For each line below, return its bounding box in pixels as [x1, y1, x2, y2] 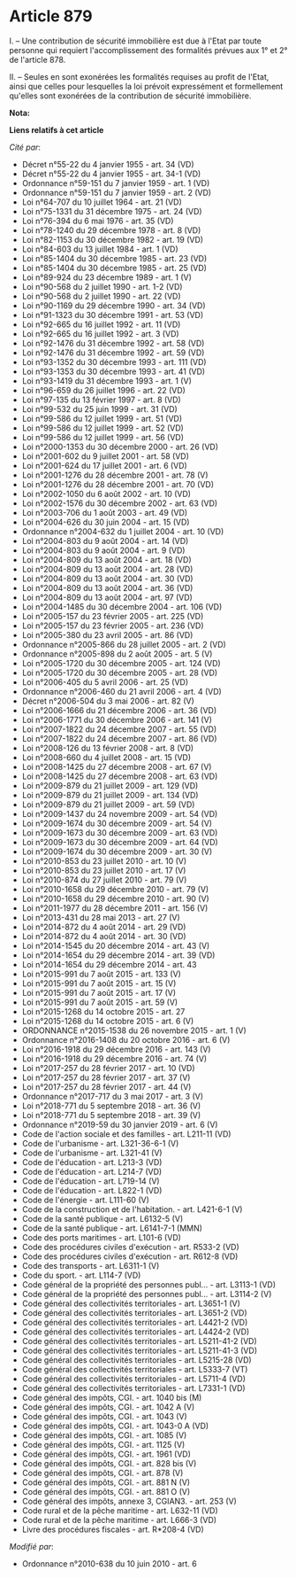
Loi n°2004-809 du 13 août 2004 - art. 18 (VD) [21, 554, 192, 564]
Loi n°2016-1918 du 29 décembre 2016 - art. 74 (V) [21, 1053, 208, 1064]
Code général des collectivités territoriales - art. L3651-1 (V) [21, 1298, 241, 1309]
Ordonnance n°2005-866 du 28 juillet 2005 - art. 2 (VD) [21, 639, 227, 649]
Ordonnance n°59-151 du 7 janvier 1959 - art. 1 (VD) [21, 177, 210, 188]
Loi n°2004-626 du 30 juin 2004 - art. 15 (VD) [21, 517, 190, 527]
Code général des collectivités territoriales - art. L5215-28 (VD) [21, 1354, 252, 1365]
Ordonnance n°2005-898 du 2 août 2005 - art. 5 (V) [21, 649, 213, 659]
